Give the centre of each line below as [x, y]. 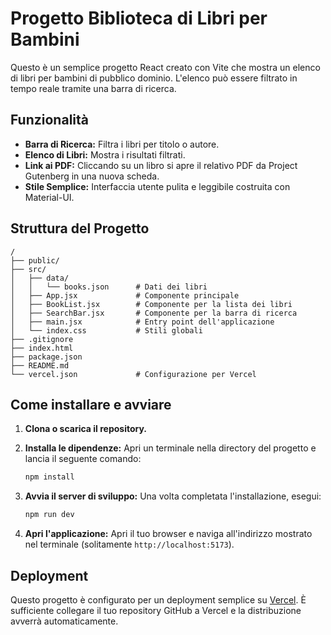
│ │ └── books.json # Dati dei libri [109, 287]
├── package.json [46, 357]
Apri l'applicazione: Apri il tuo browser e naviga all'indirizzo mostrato [168, 534]
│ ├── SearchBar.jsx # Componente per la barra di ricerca [154, 313]
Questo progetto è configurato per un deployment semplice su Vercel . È [158, 599]
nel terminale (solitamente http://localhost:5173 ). [129, 544]
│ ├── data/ [40, 278]
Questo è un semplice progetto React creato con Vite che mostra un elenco [165, 67]
